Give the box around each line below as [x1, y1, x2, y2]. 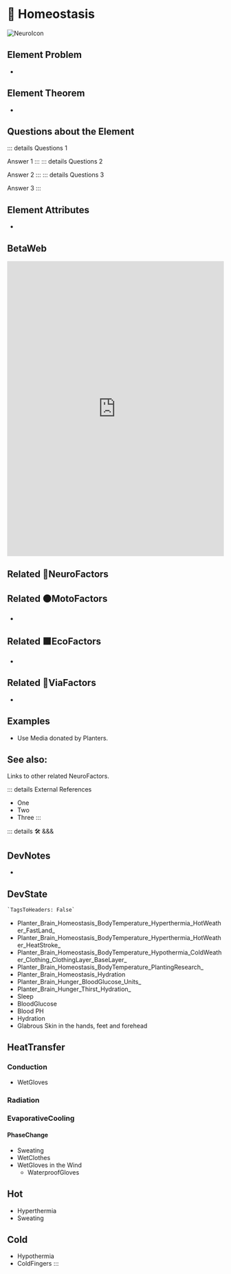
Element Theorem [7, 88, 85, 99]
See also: [7, 754, 48, 765]
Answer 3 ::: [7, 184, 41, 193]
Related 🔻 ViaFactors [7, 677, 96, 689]
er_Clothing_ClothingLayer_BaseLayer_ [16, 955, 127, 963]
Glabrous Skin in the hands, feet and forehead [16, 1021, 148, 1030]
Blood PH [16, 1007, 44, 1015]
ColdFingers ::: [16, 1260, 59, 1268]
